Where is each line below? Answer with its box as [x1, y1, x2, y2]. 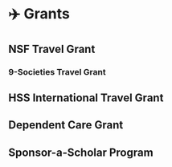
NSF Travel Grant [8, 42, 96, 55]
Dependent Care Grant [8, 118, 124, 132]
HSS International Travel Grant [8, 91, 164, 104]
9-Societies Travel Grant [8, 66, 106, 77]
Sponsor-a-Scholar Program [8, 145, 154, 159]
